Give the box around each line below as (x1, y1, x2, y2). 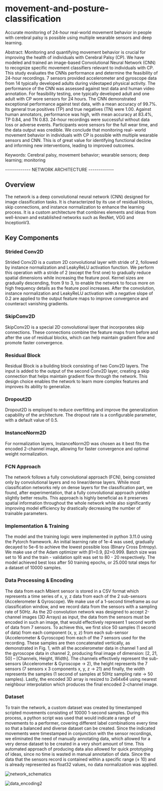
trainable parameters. (5, 510, 48, 516)
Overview (5, 181, 36, 189)
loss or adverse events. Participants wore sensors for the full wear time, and (5, 121, 158, 127)
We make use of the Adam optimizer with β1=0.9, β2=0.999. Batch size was (5, 549, 157, 555)
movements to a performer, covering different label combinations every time (5, 720, 158, 726)
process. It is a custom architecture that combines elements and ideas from (5, 209, 157, 215)
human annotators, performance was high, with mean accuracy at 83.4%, (5, 111, 153, 117)
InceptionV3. (5, 219, 31, 225)
